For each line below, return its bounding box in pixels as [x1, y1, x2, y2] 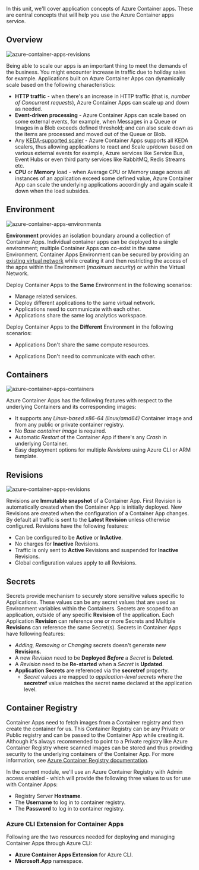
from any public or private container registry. [14, 421, 125, 428]
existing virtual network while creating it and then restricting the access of [6, 257, 188, 264]
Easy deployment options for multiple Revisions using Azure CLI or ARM [14, 446, 191, 453]
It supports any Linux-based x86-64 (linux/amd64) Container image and [14, 415, 193, 422]
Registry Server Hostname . [14, 792, 82, 799]
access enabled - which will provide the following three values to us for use [6, 774, 191, 781]
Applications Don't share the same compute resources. [14, 341, 150, 348]
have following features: [6, 630, 65, 638]
